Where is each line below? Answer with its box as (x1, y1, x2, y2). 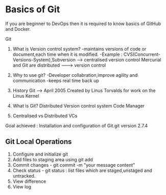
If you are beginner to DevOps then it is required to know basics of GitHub (5, 20, 161, 27)
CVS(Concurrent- (123, 51, 161, 57)
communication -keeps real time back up (12, 77, 100, 83)
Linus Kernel (12, 93, 39, 99)
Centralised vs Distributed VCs (12, 113, 78, 119)
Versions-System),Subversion (12, 56, 76, 62)
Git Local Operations (5, 137, 72, 146)
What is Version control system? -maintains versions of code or (12, 46, 147, 52)
